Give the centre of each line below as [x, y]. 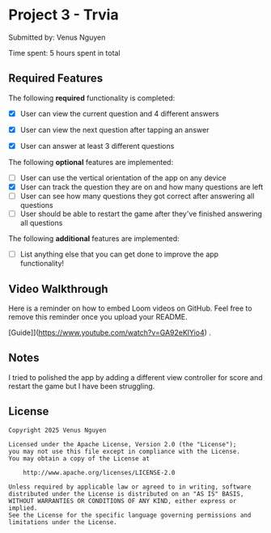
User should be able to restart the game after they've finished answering [141, 214]
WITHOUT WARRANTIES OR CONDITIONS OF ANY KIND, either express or [123, 501]
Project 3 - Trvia [64, 15]
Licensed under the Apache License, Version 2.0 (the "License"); [123, 444]
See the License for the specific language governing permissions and [130, 515]
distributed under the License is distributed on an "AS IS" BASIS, [126, 494]
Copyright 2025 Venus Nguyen [57, 430]
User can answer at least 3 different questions [97, 146]
